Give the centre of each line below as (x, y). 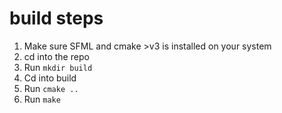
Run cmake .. (51, 88)
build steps (56, 18)
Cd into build (50, 78)
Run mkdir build (58, 67)
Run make (42, 99)
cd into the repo (56, 56)
